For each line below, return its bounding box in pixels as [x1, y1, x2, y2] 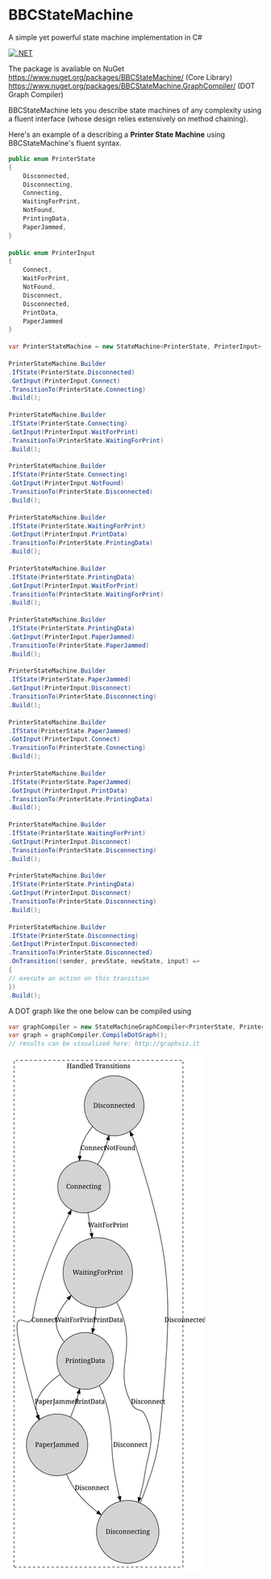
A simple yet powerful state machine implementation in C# [8, 32, 203, 42]
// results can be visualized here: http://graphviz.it [8, 1040, 200, 1048]
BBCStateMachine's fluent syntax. [8, 138, 123, 147]
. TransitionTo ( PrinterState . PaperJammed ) [8, 641, 150, 649]
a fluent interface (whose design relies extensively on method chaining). [8, 113, 248, 123]
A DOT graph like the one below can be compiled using [8, 1006, 192, 1016]
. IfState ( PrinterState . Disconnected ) [8, 368, 135, 376]
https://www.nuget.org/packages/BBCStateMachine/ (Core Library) [8, 72, 232, 82]
